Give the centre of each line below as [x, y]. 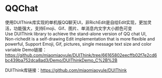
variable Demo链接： [26, 50]
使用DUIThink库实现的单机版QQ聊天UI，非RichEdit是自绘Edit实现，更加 [76, 22]
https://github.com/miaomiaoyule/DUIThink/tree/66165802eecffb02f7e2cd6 [81, 55]
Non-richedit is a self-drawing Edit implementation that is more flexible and [80, 39]
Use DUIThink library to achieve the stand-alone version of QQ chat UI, [76, 34]
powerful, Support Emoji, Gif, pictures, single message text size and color [78, 44]
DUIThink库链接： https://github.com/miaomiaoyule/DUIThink [66, 70]
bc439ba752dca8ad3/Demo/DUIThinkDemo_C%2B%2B [61, 60]
